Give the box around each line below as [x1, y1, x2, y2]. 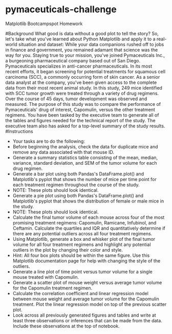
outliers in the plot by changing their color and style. [12, 247, 123, 253]
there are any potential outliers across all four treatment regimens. [12, 230, 153, 236]
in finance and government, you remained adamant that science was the [5, 47, 158, 53]
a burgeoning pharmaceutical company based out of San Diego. [5, 57, 141, 63]
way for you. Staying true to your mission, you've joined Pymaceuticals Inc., [5, 52, 165, 58]
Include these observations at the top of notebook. [12, 323, 120, 329]
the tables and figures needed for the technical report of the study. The [5, 117, 156, 123]
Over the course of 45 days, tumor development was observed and [5, 96, 147, 102]
